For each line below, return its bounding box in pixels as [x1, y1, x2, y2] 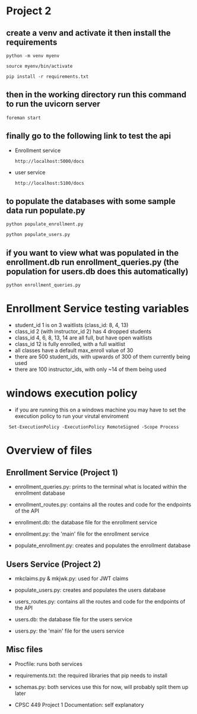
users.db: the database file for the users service [14, 615, 132, 622]
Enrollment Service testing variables [6, 302, 189, 316]
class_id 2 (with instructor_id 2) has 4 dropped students [14, 328, 151, 335]
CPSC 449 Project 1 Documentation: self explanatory [14, 701, 144, 708]
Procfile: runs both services [14, 660, 83, 667]
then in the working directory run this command [6, 90, 187, 100]
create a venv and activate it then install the [6, 28, 171, 38]
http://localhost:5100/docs [14, 180, 84, 186]
